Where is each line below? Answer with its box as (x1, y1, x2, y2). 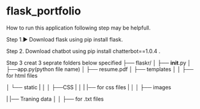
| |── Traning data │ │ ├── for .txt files (6, 95, 104, 102)
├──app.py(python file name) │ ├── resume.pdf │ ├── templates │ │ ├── (6, 65, 194, 73)
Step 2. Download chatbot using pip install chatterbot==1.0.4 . (6, 47, 161, 55)
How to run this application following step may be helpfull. (6, 24, 151, 31)
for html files (6, 72, 38, 79)
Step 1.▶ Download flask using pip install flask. (6, 36, 123, 43)
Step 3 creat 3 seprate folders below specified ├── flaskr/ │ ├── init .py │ (6, 59, 192, 66)
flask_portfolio (6, 4, 82, 18)
